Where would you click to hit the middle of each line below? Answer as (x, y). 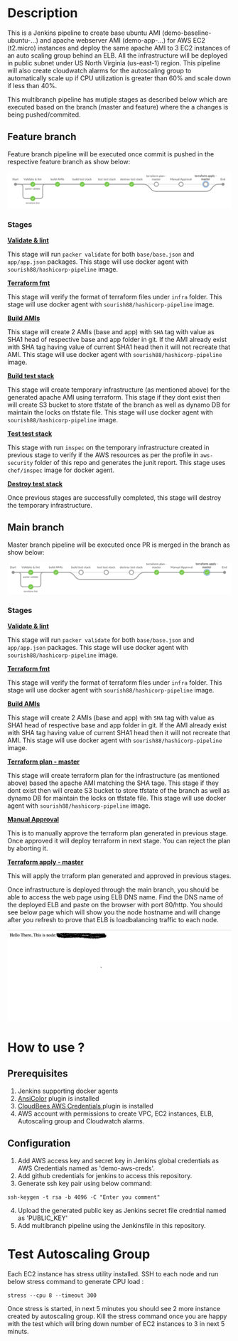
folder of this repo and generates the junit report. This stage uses (130, 462)
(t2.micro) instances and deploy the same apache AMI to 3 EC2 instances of (119, 48)
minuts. (18, 1331)
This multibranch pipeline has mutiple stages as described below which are (118, 99)
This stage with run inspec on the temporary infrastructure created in (108, 447)
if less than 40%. (32, 85)
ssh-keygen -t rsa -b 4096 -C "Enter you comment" (84, 1197)
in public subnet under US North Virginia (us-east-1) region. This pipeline (114, 63)
